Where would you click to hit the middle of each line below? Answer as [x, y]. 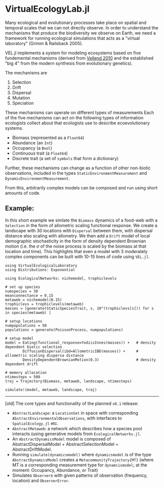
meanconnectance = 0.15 [29, 295]
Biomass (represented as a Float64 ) [48, 138]
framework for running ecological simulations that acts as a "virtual [72, 38]
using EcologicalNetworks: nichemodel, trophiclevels [61, 278]
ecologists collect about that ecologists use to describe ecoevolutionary [77, 123]
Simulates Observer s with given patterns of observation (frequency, [80, 475]
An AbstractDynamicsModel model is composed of [61, 439]
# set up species [23, 287]
